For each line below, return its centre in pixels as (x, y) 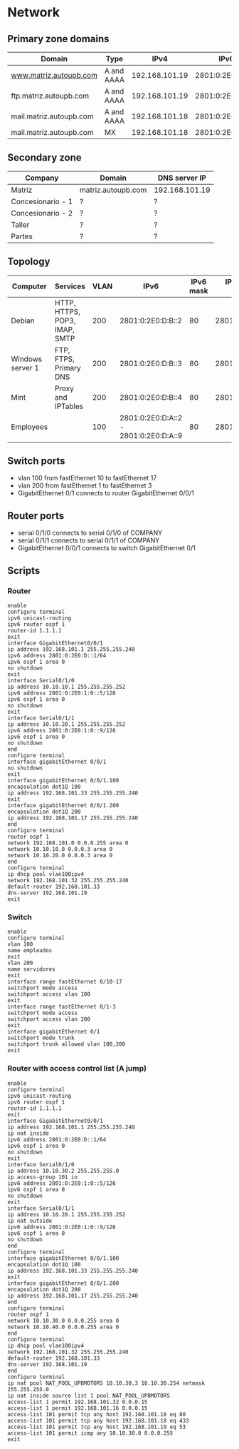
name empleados (30, 951)
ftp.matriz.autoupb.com (50, 96)
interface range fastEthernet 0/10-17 (65, 982)
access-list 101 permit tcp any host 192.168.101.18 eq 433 (99, 1420)
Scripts (24, 571)
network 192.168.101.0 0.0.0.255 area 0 (68, 843)
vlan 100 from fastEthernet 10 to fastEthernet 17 (87, 478)
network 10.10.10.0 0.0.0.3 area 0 (60, 849)
